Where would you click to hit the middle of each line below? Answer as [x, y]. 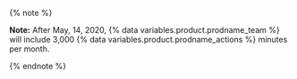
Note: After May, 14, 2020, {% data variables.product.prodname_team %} [144, 30]
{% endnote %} [38, 66]
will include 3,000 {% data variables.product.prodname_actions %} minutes [148, 39]
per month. [30, 49]
